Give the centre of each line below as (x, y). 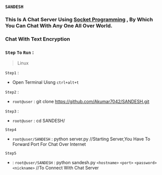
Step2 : (12, 92)
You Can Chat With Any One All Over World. (59, 25)
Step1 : (12, 73)
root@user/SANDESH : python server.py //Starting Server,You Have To (81, 139)
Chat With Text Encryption (38, 39)
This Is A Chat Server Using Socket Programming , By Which (79, 19)
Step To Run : (20, 52)
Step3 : (12, 111)
